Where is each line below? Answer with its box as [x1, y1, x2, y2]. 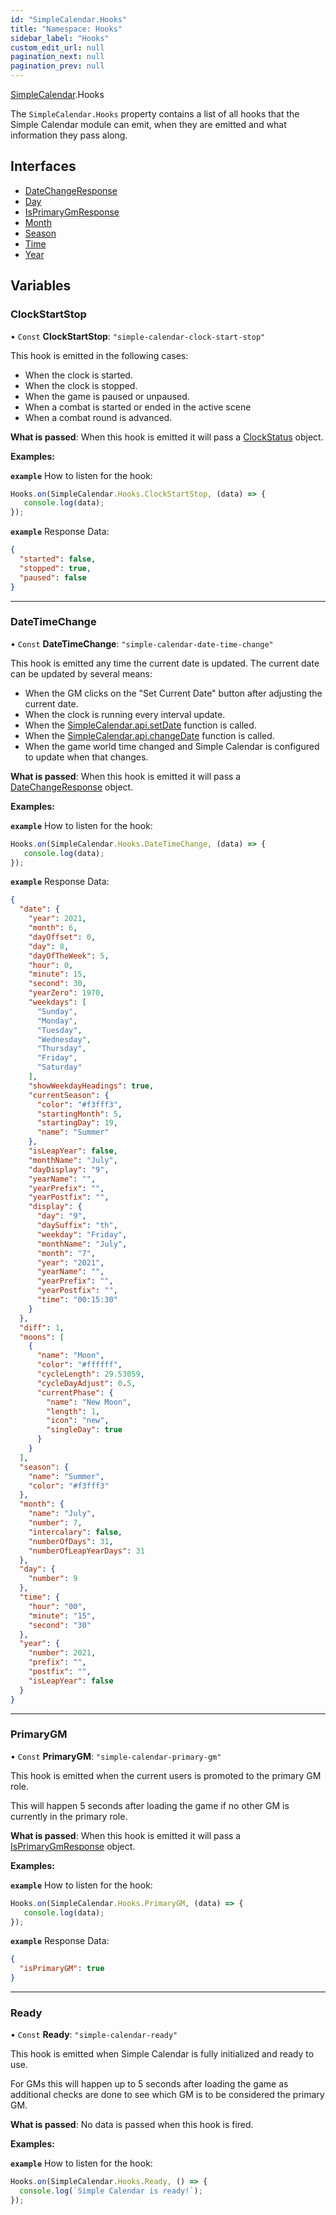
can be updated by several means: [10, 667, 153, 680]
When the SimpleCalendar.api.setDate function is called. [24, 719, 257, 731]
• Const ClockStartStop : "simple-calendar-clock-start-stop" [10, 330, 266, 342]
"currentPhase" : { [36, 1387, 114, 1398]
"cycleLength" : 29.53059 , [36, 1369, 145, 1380]
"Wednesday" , [36, 1034, 92, 1045]
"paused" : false [19, 572, 87, 583]
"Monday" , [36, 1016, 78, 1026]
